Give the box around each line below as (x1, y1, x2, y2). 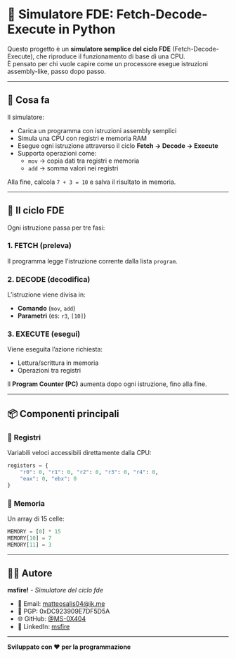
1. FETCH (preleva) (7, 241, 72, 251)
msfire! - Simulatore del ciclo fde (7, 586, 104, 595)
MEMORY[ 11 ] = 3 (7, 541, 52, 548)
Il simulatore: (7, 113, 44, 121)
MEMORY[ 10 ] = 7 (7, 535, 52, 542)
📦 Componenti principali (7, 408, 119, 420)
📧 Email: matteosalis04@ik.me (17, 600, 105, 608)
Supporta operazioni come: (17, 149, 97, 157)
